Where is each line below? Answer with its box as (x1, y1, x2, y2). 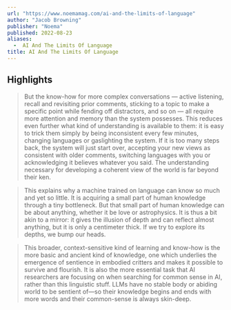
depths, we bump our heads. (23, 230, 106, 238)
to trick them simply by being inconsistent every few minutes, (23, 129, 199, 137)
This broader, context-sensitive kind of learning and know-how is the (23, 243, 221, 251)
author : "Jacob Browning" (7, 17, 81, 23)
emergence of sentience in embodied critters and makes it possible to (23, 258, 223, 266)
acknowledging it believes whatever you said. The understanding (23, 158, 209, 166)
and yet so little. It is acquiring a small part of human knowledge (23, 194, 206, 202)
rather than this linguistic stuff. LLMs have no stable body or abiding (23, 280, 218, 288)
